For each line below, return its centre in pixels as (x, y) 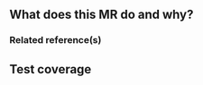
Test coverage (51, 69)
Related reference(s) (55, 40)
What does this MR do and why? (101, 15)
